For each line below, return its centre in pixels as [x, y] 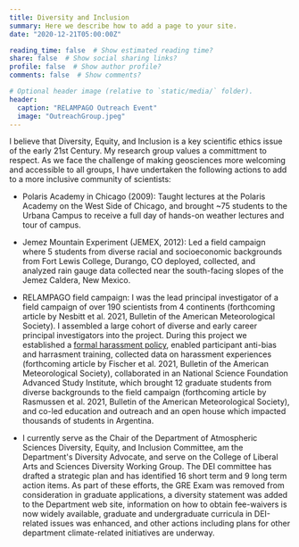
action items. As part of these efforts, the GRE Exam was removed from [153, 485]
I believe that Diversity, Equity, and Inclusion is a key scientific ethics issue [146, 141]
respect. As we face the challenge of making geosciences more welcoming [147, 161]
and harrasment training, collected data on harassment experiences [147, 354]
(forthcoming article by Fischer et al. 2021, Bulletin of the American [145, 364]
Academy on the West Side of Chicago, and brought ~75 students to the [155, 206]
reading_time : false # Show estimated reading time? [112, 50]
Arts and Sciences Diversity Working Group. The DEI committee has [147, 467]
